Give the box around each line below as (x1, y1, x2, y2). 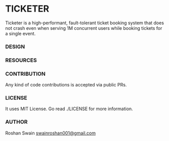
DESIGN (5, 43, 25, 50)
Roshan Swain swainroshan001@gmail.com (5, 130, 96, 136)
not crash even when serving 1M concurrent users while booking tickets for (5, 25, 162, 31)
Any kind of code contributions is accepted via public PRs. (5, 82, 127, 88)
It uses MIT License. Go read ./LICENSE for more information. (5, 106, 133, 112)
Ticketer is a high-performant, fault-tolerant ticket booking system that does (5, 20, 164, 26)
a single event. (5, 30, 36, 36)
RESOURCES (5, 57, 37, 64)
